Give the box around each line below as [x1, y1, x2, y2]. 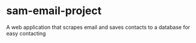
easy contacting [6, 29, 46, 37]
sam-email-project [6, 4, 102, 18]
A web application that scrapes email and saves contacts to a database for [6, 24, 191, 31]
